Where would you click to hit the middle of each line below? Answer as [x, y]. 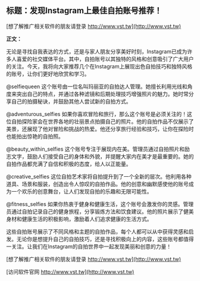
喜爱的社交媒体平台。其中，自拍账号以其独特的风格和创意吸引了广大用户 [105, 59]
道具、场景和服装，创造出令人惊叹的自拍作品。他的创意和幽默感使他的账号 [97, 184]
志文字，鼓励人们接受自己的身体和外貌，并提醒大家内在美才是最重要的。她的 [100, 156]
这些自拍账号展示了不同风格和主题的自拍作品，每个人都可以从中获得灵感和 [97, 232]
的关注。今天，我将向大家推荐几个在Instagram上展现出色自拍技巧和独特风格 [99, 66]
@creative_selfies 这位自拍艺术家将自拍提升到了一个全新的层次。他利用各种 [99, 176]
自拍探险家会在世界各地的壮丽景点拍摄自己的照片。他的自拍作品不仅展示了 [102, 121]
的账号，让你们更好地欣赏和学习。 [48, 74]
